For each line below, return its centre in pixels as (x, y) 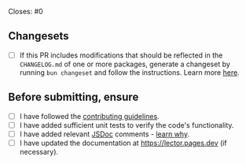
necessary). (39, 151)
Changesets (39, 36)
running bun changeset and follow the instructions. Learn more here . (129, 72)
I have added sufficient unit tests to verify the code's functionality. (127, 125)
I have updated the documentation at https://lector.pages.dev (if (123, 143)
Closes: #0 (26, 11)
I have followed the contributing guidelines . (89, 116)
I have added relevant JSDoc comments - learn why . (105, 134)
